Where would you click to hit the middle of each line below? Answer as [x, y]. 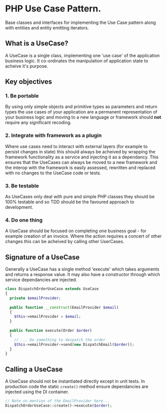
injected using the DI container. [37, 392]
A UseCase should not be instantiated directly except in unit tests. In [75, 381]
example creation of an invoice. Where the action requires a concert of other [83, 236]
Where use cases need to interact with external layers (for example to [77, 146]
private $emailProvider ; [35, 298]
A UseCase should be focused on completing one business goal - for [76, 231]
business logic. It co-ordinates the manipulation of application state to [77, 61]
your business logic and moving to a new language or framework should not [83, 117]
